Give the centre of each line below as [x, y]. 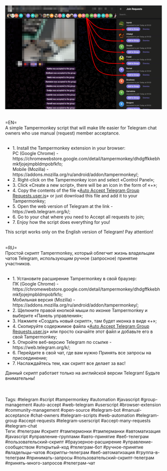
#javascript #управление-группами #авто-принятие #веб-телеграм [77, 437]
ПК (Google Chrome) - [35, 284]
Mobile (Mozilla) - [30, 169]
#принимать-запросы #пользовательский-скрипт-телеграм [90, 458]
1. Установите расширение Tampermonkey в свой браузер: [75, 279]
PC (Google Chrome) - [35, 154]
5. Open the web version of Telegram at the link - [63, 206]
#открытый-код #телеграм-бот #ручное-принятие [89, 447]
